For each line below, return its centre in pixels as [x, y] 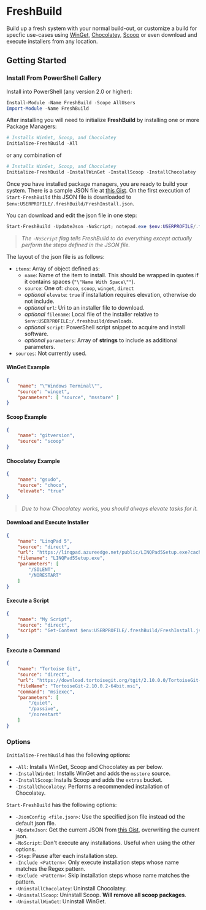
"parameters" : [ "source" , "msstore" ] [68, 397]
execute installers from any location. [52, 41]
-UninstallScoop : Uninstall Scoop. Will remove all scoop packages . [101, 895]
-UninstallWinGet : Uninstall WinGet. [60, 901]
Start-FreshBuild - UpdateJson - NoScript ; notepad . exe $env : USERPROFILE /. [103, 226]
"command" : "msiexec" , [46, 692]
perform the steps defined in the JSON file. [76, 245]
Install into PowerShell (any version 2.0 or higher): [69, 91]
